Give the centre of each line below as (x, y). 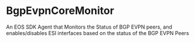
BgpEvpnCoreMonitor (60, 11)
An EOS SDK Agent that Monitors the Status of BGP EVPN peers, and (89, 27)
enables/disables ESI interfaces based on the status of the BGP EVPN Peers (97, 33)
